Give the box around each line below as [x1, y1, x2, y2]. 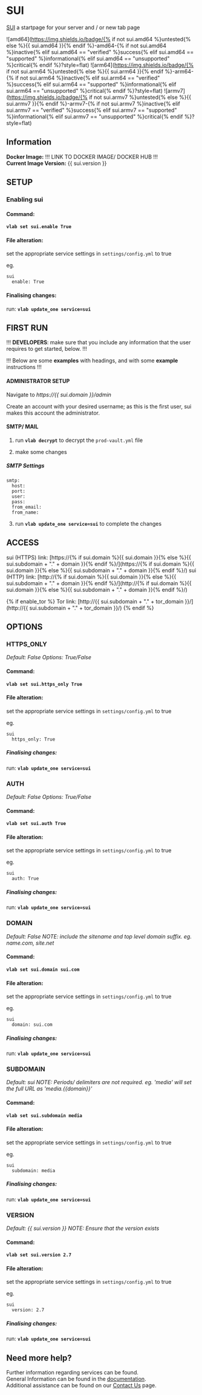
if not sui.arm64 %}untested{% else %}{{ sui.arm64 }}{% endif [6, 67, 164, 75]
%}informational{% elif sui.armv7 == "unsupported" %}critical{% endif [6, 113, 183, 120]
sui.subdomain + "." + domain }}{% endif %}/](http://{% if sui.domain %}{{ [6, 579, 192, 586]
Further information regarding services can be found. [6, 1369, 139, 1376]
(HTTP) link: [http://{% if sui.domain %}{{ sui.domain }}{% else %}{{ [6, 573, 177, 580]
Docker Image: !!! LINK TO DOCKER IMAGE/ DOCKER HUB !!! [6, 153, 158, 160]
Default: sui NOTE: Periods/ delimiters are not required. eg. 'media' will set [6, 1079, 192, 1086]
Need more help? [6, 1353, 73, 1363]
